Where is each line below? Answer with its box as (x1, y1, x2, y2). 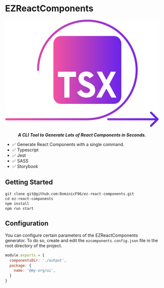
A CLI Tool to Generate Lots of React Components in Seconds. (18, 132, 146, 138)
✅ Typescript (12, 147, 39, 153)
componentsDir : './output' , (9, 258, 67, 263)
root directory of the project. (5, 243, 62, 248)
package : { (9, 263, 32, 268)
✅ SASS (12, 158, 29, 164)
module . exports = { (5, 252, 45, 258)
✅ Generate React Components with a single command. (12, 142, 124, 147)
